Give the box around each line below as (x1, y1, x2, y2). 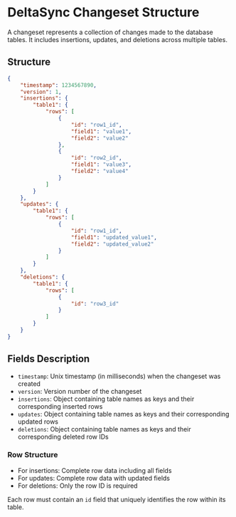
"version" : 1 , (20, 88, 62, 95)
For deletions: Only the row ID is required (17, 481, 138, 490)
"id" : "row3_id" (70, 300, 119, 307)
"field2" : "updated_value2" (70, 240, 154, 248)
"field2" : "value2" (70, 135, 129, 142)
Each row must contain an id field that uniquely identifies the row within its (7, 495, 226, 503)
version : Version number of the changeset (17, 387, 142, 395)
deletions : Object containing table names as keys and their (17, 424, 191, 433)
